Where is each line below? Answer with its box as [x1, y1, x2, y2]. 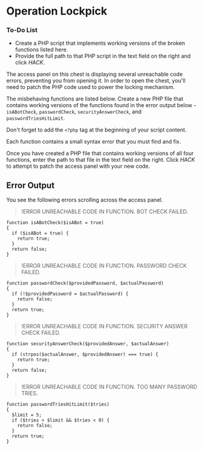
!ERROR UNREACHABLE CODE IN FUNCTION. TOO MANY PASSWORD [21, 383, 198, 391]
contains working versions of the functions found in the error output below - [6, 102, 196, 109]
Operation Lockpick [6, 4, 107, 18]
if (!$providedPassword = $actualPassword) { [12, 291, 129, 297]
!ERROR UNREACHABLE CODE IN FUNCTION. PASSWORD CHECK [21, 262, 187, 270]
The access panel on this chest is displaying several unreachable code [6, 71, 183, 78]
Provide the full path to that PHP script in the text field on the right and [15, 53, 191, 60]
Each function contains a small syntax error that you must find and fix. [6, 138, 182, 145]
